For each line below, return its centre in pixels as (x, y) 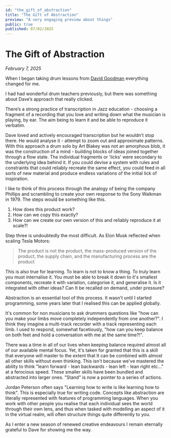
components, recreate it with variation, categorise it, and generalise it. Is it (83, 283)
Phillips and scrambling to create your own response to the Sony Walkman (83, 194)
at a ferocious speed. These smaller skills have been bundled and (74, 372)
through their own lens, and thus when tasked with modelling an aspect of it (85, 409)
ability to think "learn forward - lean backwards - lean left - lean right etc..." (84, 366)
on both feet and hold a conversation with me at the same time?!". (75, 335)
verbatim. (15, 125)
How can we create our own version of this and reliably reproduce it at (87, 220)
